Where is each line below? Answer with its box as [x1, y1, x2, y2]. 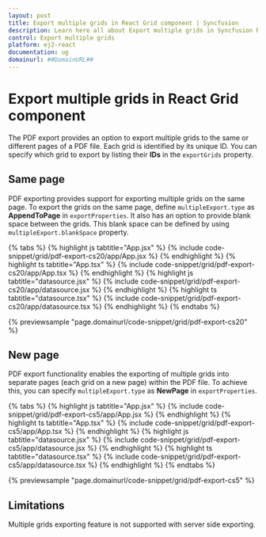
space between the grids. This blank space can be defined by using [8, 219, 230, 228]
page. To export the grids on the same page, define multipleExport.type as [8, 202, 255, 211]
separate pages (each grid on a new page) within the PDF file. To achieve [8, 378, 248, 387]
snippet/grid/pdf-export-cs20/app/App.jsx [8, 251, 146, 261]
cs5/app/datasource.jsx [8, 444, 85, 453]
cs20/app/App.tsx [8, 268, 67, 277]
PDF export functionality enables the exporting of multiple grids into [8, 369, 230, 379]
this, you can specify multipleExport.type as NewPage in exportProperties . [8, 386, 257, 396]
